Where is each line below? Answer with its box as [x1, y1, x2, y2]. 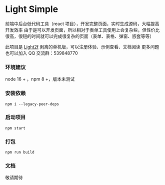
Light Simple [5, 3, 58, 15]
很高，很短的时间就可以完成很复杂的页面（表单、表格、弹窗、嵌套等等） [5, 33, 154, 39]
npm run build [5, 150, 35, 155]
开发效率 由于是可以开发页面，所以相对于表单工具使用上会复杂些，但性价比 [5, 26, 160, 33]
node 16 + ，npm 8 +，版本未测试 [5, 76, 75, 82]
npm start [5, 125, 26, 130]
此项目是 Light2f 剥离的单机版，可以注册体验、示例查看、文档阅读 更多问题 [5, 43, 159, 49]
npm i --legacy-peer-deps [5, 101, 59, 106]
